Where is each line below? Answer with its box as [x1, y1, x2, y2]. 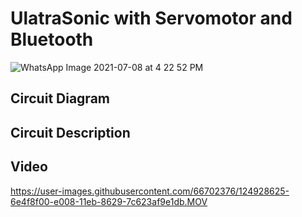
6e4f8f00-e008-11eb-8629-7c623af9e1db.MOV [10, 195, 208, 207]
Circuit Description [10, 124, 131, 141]
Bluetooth [10, 28, 94, 51]
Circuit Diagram [10, 90, 110, 107]
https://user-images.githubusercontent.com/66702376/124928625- [10, 185, 290, 197]
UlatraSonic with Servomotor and [10, 7, 293, 30]
